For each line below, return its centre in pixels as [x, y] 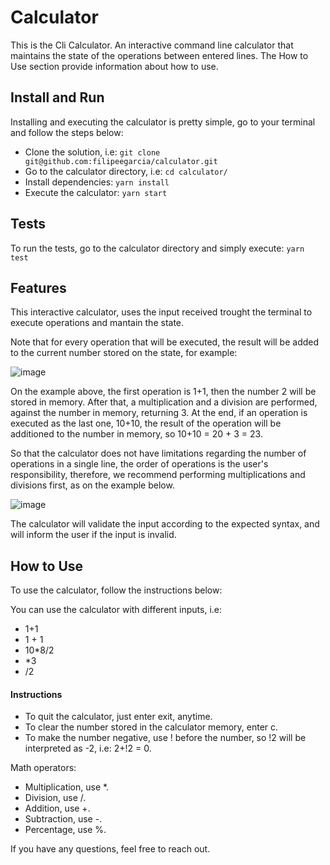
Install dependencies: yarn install [97, 182]
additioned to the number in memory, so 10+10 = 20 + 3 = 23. [136, 434]
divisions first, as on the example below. [92, 485]
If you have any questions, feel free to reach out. [110, 849]
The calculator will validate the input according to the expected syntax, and [165, 524]
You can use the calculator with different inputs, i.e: [116, 610]
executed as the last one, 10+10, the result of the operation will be [146, 423]
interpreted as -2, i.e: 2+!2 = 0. [88, 748]
